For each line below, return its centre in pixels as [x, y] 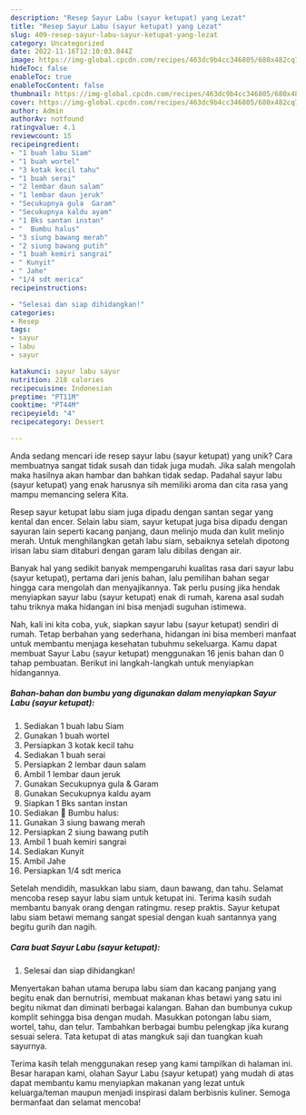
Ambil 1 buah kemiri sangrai [75, 842]
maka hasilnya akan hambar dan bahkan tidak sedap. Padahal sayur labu [146, 475]
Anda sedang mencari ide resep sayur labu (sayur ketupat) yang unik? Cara [152, 456]
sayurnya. [29, 1046]
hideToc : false [39, 69]
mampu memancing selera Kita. [69, 494]
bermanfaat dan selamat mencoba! [76, 1102]
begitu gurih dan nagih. [54, 926]
